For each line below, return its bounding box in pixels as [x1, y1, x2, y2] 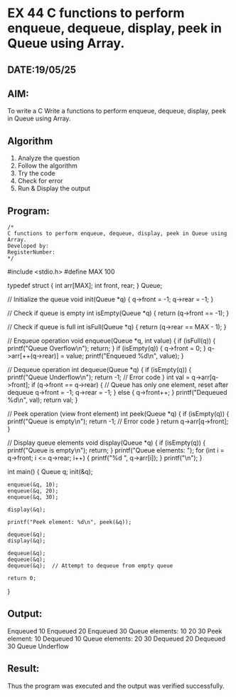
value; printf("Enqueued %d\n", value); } [66, 351, 184, 361]
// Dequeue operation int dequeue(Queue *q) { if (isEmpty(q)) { [7, 366, 192, 374]
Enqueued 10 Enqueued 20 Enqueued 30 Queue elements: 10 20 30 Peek [7, 626, 222, 635]
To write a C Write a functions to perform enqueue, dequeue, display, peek [7, 107, 226, 115]
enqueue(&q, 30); [7, 494, 59, 501]
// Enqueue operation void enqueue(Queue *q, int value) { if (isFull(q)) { [7, 336, 216, 345]
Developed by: [7, 242, 50, 250]
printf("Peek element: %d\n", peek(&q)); [7, 519, 132, 526]
